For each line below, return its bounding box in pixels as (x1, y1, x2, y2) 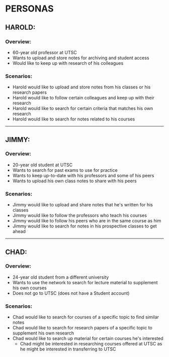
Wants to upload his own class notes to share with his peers (12, 178, 137, 184)
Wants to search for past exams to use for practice (12, 167, 118, 173)
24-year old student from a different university (12, 274, 109, 280)
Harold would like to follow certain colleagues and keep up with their (12, 95, 155, 101)
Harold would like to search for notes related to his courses (12, 116, 135, 122)
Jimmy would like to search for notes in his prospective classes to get (12, 223, 157, 229)
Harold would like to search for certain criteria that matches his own (12, 105, 153, 111)
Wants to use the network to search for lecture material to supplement (12, 279, 158, 285)
